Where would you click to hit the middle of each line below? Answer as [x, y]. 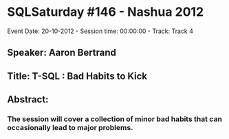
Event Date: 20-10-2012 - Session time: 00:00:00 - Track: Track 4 [100, 31]
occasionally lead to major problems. [70, 128]
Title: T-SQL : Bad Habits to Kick [77, 76]
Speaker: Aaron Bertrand [62, 53]
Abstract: [28, 99]
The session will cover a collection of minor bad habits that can [115, 119]
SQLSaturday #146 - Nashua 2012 [106, 12]
